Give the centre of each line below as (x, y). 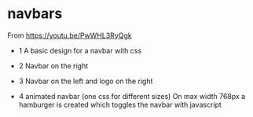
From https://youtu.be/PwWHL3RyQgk (70, 35)
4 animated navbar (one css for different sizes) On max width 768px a (132, 96)
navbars (35, 14)
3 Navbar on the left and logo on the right (86, 81)
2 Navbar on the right (53, 66)
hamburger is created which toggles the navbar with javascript (120, 104)
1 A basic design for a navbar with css (80, 50)
